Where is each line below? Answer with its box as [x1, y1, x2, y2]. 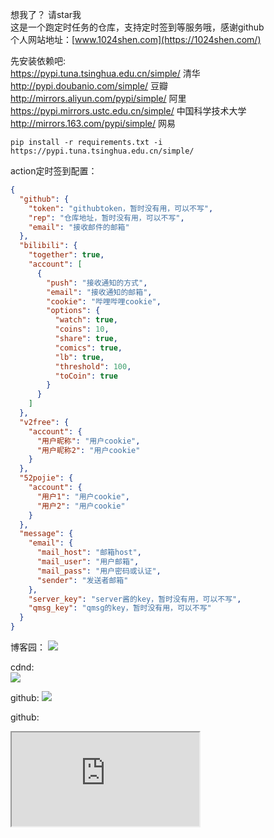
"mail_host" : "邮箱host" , [36, 548, 142, 558]
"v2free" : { [19, 417, 70, 427]
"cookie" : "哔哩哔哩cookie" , [46, 296, 162, 307]
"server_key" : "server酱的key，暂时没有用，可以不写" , [28, 594, 242, 604]
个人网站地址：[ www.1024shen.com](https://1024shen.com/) [10, 34, 262, 45]
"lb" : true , [54, 352, 105, 362]
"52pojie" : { [19, 473, 74, 483]
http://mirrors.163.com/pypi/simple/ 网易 [10, 118, 176, 129]
